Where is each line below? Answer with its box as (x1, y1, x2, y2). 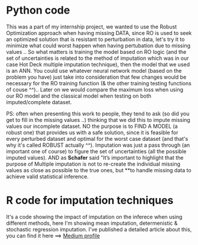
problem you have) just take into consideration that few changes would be (6, 73, 187, 80)
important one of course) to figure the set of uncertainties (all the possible (6, 147, 187, 154)
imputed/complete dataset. (6, 98, 72, 105)
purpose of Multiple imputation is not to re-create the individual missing (6, 160, 181, 167)
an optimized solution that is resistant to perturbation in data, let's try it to (6, 36, 185, 43)
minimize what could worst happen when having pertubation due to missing (6, 42, 191, 49)
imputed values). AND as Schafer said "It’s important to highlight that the (6, 154, 184, 161)
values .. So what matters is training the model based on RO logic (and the (6, 48, 187, 55)
